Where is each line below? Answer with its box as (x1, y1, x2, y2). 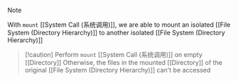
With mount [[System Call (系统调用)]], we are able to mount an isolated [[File (7, 20, 231, 29)
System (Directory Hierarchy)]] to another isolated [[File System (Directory (7, 28, 225, 37)
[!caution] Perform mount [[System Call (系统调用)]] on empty (24, 51, 202, 58)
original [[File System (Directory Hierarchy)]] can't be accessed (24, 66, 211, 74)
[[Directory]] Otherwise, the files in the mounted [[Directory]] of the (24, 58, 222, 66)
